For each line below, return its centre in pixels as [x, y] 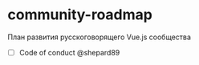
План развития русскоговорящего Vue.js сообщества [99, 37]
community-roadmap [80, 15]
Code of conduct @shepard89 [69, 52]
